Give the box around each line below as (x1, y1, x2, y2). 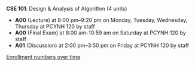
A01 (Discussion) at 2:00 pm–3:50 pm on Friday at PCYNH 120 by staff (14, 42, 190, 49)
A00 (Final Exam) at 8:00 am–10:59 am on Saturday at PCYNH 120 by (14, 29, 187, 36)
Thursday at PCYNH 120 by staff (14, 23, 95, 30)
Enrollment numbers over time (6, 54, 81, 60)
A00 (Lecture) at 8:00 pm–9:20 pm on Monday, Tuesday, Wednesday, (14, 17, 188, 23)
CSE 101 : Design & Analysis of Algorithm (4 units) (6, 5, 127, 12)
